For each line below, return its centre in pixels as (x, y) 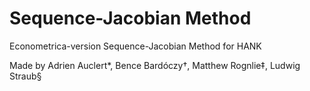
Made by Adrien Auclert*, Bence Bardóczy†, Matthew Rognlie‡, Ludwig (155, 65)
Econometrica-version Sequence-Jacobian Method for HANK (135, 46)
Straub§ (25, 76)
